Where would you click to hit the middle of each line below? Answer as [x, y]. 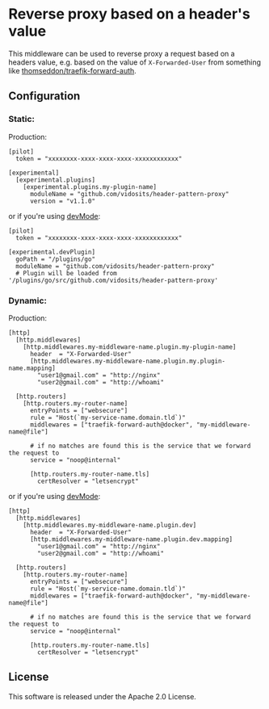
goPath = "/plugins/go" [55, 259]
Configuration [44, 96]
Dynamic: [27, 300]
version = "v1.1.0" [62, 201]
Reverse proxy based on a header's [129, 14]
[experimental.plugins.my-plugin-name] [90, 187]
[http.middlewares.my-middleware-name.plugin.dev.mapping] [131, 539]
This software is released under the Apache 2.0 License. [102, 696]
